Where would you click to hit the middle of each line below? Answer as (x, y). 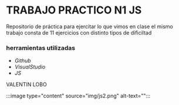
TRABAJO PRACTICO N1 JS (74, 10)
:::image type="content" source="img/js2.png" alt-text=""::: (78, 96)
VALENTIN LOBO (26, 84)
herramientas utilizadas (40, 48)
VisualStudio (30, 67)
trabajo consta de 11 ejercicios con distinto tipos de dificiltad (79, 32)
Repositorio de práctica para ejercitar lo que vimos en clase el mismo (89, 26)
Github (23, 61)
